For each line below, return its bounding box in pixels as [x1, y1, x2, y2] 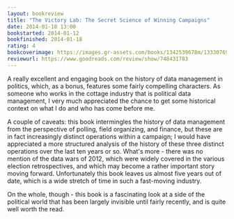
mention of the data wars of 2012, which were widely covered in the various [7, 154, 225, 163]
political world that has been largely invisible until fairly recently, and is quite [7, 197, 226, 206]
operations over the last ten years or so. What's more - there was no [7, 147, 203, 155]
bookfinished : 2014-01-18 [7, 36, 82, 43]
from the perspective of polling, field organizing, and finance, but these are [7, 124, 223, 133]
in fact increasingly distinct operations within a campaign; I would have [7, 132, 211, 140]
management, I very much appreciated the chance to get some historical [7, 97, 216, 105]
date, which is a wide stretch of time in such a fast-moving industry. [7, 177, 202, 185]
